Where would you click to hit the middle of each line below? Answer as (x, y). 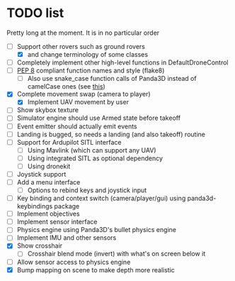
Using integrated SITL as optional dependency (95, 158)
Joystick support (41, 174)
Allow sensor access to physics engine (74, 262)
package (67, 206)
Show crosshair (40, 246)
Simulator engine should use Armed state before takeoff (99, 118)
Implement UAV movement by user (78, 102)
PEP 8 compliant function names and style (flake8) (91, 71)
